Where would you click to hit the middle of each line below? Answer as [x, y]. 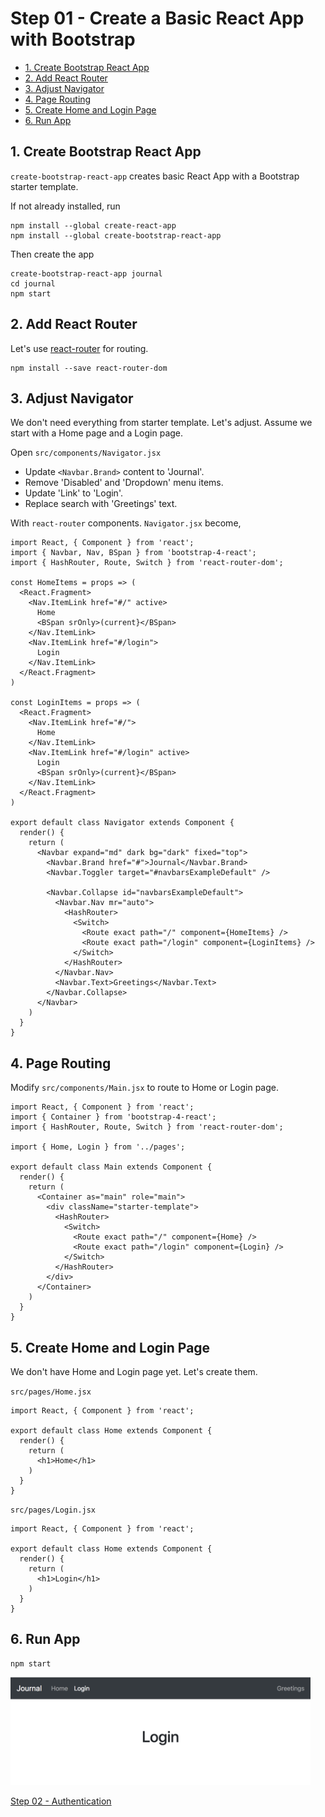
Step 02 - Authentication [61, 1801]
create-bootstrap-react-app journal [86, 273]
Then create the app [52, 254]
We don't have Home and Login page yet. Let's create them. [134, 1371]
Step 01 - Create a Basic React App [157, 18]
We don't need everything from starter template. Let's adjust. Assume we [161, 423]
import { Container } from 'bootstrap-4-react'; [113, 1117]
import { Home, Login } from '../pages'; [98, 1147]
